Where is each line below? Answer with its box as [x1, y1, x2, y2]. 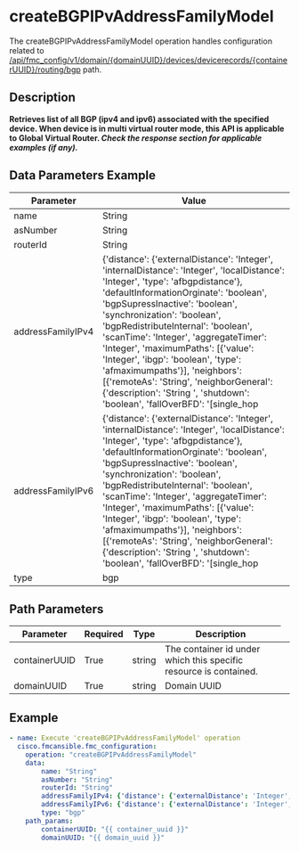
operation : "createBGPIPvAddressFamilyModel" [25, 750, 198, 759]
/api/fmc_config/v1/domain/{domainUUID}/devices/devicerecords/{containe [9, 54, 287, 65]
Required [84, 628, 124, 641]
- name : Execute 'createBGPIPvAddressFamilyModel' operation [9, 733, 241, 743]
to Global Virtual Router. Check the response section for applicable [9, 132, 263, 143]
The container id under [164, 643, 261, 656]
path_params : [25, 816, 74, 825]
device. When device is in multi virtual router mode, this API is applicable [9, 123, 285, 134]
